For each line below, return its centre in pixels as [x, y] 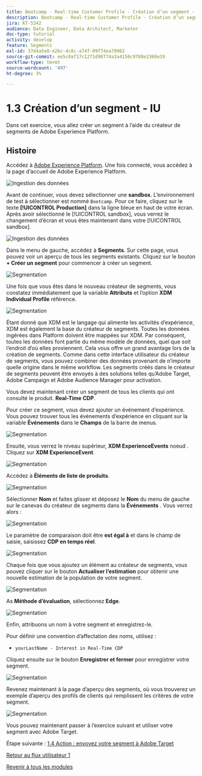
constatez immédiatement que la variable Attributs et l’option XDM [89, 293]
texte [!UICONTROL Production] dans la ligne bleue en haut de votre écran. [100, 208]
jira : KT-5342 [24, 23]
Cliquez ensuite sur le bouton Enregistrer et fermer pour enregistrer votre [98, 659]
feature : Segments [29, 46]
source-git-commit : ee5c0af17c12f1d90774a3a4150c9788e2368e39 [86, 57]
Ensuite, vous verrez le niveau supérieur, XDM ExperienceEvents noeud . [97, 446]
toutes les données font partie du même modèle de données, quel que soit [99, 342]
